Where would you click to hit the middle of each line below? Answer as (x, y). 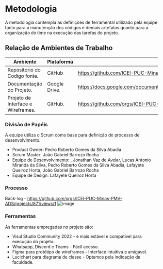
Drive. (54, 90)
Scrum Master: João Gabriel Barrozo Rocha (56, 155)
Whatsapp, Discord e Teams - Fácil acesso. (56, 247)
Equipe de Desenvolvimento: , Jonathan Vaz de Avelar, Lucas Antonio (81, 160)
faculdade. (23, 262)
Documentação (25, 84)
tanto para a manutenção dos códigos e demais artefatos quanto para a (77, 27)
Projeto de (19, 98)
